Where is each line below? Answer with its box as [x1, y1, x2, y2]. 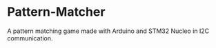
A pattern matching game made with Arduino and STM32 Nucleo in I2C [7, 27, 210, 35]
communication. [7, 34, 53, 42]
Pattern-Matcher [7, 4, 106, 20]
